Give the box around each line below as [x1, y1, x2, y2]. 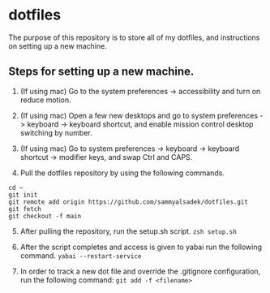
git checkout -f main [8, 212, 82, 220]
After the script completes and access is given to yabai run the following [19, 242, 262, 252]
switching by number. [19, 127, 93, 137]
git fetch [8, 205, 42, 213]
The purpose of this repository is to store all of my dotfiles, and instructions [8, 32, 260, 42]
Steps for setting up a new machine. [8, 65, 195, 79]
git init [8, 191, 38, 199]
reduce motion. [19, 95, 71, 105]
